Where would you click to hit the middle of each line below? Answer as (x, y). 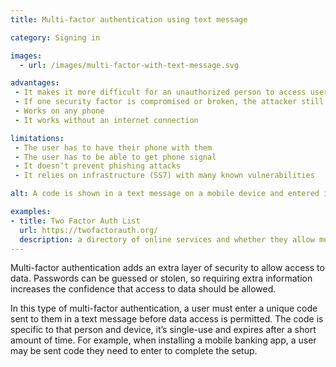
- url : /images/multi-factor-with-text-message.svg (129, 65)
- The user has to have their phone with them (113, 147)
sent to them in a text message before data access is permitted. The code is (167, 319)
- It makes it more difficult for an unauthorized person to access (160, 92)
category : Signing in (55, 37)
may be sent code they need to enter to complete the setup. (134, 351)
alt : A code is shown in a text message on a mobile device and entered (165, 194)
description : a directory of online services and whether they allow (167, 239)
